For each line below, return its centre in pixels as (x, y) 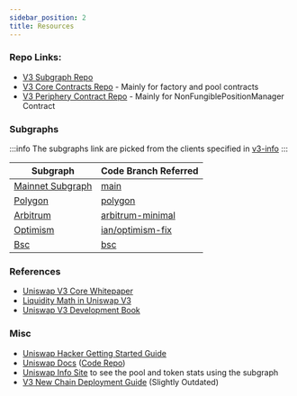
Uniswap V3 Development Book (81, 310)
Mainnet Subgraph (53, 186)
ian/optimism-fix (136, 230)
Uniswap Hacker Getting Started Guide (94, 353)
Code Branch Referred (149, 171)
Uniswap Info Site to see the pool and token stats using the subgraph (150, 372)
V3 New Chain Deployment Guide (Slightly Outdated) (120, 382)
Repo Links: (36, 58)
